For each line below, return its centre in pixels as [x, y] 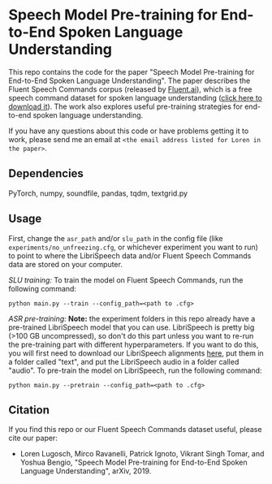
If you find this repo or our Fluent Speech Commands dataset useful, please [135, 430]
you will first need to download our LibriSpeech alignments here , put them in [136, 353]
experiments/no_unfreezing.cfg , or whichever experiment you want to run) [133, 247]
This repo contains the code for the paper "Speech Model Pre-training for [132, 71]
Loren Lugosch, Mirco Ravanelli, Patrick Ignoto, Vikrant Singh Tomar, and [142, 454]
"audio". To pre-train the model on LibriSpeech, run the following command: [135, 370]
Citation [29, 410]
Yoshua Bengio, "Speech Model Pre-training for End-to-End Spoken [134, 462]
